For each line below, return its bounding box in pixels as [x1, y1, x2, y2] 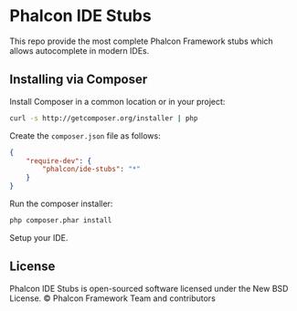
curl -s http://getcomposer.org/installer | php [9, 113, 198, 123]
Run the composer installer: [9, 198, 113, 209]
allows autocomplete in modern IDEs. [9, 45, 150, 56]
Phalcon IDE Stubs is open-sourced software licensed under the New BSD [9, 283, 289, 294]
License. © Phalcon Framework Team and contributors [9, 293, 217, 304]
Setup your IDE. [9, 232, 69, 243]
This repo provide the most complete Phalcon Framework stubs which [9, 36, 274, 47]
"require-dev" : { [26, 156, 92, 165]
